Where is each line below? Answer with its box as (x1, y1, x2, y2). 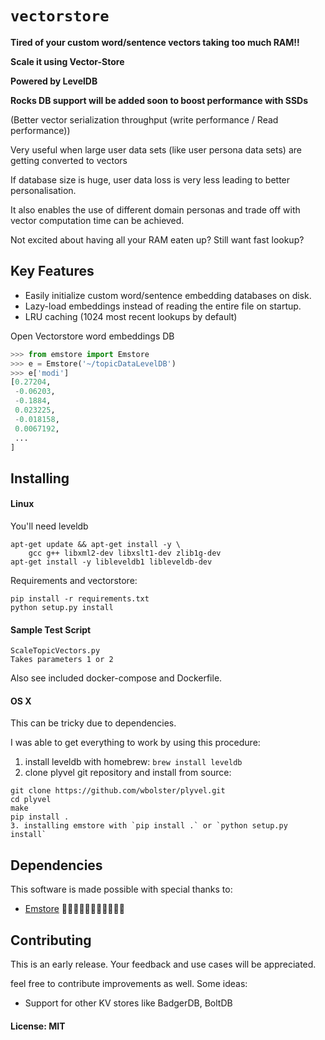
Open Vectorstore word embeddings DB (10, 330, 175, 342)
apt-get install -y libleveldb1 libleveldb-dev (10, 557, 213, 567)
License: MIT (10, 1020, 66, 1032)
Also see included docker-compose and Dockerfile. (10, 672, 223, 684)
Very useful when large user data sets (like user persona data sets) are (10, 143, 302, 156)
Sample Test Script (10, 623, 92, 636)
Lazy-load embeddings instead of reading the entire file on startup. (24, 300, 302, 312)
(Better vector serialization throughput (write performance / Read (10, 113, 279, 126)
